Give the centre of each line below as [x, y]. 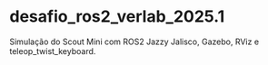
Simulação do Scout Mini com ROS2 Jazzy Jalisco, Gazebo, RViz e [134, 42]
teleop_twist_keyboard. [53, 51]
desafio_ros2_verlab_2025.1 [117, 17]
